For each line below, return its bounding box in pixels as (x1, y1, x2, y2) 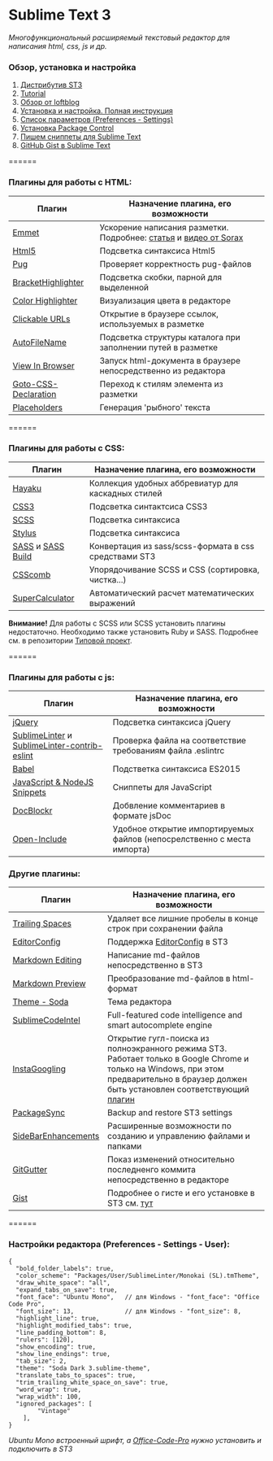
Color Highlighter (12, 294, 78, 306)
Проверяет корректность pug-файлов (99, 258, 252, 269)
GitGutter (12, 1164, 48, 1175)
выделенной (99, 281, 149, 293)
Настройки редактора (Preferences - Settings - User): (8, 1239, 230, 1250)
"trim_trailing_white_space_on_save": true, (15, 1378, 169, 1386)
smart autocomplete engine (106, 1019, 213, 1031)
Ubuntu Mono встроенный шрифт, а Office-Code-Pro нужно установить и (8, 1435, 262, 1445)
